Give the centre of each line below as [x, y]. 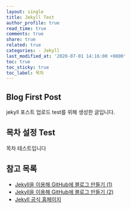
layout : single [25, 12]
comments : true [25, 34]
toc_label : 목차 [25, 73]
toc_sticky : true [28, 67]
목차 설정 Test [31, 133]
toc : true [18, 62]
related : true [24, 45]
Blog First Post [34, 97]
